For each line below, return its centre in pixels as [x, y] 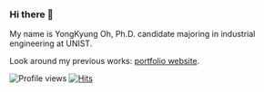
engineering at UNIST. [51, 43]
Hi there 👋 [32, 14]
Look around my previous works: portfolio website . [105, 61]
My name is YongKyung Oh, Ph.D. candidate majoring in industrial [132, 34]
